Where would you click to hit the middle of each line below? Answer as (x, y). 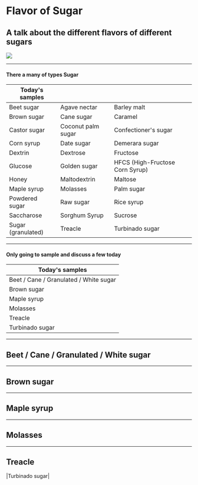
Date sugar (76, 144)
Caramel (126, 117)
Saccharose (26, 215)
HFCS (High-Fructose (145, 162)
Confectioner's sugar (143, 130)
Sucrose (126, 215)
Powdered (23, 198)
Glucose (21, 166)
